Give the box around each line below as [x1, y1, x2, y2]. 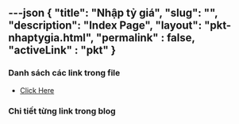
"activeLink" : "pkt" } [8, 44, 117, 57]
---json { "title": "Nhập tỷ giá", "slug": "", [8, 6, 218, 20]
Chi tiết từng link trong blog [8, 105, 117, 116]
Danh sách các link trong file [8, 68, 121, 79]
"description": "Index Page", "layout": [8, 19, 202, 33]
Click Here [19, 85, 55, 95]
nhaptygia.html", [8, 31, 94, 45]
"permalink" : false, [95, 31, 195, 45]
